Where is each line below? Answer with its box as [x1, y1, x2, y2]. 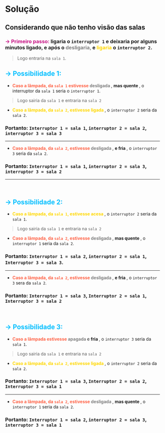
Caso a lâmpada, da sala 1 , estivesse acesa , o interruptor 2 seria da [12, 211, 157, 217]
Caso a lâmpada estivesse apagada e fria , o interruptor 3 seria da [12, 336, 151, 342]
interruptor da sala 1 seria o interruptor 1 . [12, 88, 101, 94]
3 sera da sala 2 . [12, 280, 47, 286]
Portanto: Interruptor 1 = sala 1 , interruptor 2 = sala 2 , [5, 124, 147, 131]
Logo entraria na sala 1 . [17, 55, 66, 61]
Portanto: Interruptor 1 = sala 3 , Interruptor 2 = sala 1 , [5, 292, 147, 299]
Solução [5, 3, 39, 15]
